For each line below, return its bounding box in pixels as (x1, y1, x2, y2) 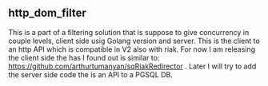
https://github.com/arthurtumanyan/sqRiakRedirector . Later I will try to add (8, 61, 257, 71)
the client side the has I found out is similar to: (8, 53, 160, 62)
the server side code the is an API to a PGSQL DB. (8, 69, 174, 79)
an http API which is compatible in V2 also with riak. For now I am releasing (8, 44, 256, 54)
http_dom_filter (8, 6, 86, 20)
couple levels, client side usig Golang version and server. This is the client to (8, 36, 260, 45)
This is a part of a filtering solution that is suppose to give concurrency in (8, 27, 250, 37)
